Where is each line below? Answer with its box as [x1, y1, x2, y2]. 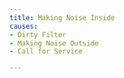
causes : [9, 22, 39, 31]
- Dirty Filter [9, 30, 67, 39]
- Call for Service [9, 47, 83, 56]
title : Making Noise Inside [9, 13, 116, 23]
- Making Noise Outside [9, 38, 100, 48]
